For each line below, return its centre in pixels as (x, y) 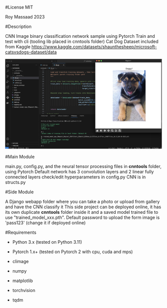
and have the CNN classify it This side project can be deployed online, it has (83, 207)
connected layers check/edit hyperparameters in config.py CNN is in (76, 177)
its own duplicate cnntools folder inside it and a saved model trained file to (82, 212)
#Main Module (20, 156)
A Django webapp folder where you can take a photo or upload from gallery (83, 201)
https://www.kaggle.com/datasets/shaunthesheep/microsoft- (94, 47)
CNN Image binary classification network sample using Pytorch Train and (80, 36)
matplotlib (23, 281)
